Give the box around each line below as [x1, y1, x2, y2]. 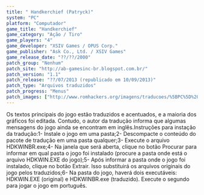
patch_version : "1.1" [6, 71, 61, 77]
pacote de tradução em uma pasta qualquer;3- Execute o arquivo [6, 136, 170, 144]
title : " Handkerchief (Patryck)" [6, 9, 94, 15]
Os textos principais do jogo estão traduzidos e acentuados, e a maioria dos [6, 110, 197, 118]
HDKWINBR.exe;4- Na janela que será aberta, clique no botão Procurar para [6, 143, 197, 150]
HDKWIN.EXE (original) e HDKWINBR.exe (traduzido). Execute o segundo [6, 175, 190, 183]
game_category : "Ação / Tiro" [6, 32, 83, 38]
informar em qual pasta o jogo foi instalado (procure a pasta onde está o [6, 149, 188, 157]
